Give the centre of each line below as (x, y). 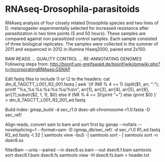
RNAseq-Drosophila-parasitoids (72, 9)
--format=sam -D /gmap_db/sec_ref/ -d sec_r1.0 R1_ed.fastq (99, 129)
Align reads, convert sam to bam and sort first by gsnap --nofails (71, 124)
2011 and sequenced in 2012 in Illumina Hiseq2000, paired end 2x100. (76, 49)
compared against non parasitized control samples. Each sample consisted (81, 39)
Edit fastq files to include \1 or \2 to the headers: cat (57, 79)
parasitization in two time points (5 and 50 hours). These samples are (76, 33)
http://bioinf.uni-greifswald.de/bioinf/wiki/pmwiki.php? (105, 64)
